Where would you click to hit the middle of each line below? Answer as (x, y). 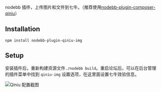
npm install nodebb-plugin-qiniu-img (44, 40)
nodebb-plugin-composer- (128, 7)
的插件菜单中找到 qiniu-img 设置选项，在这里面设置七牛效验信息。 (72, 74)
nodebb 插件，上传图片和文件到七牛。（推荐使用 (53, 7)
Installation (23, 29)
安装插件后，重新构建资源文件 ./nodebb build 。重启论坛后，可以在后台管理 (81, 68)
